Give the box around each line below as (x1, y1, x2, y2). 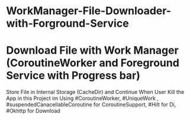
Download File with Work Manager (6, 44, 179, 57)
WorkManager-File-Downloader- (6, 4, 172, 18)
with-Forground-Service (6, 17, 129, 30)
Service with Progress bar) (6, 69, 141, 82)
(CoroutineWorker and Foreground (6, 56, 179, 70)
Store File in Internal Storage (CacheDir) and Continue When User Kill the (6, 89, 185, 96)
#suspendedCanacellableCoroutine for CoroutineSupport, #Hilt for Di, (6, 101, 176, 108)
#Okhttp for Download (6, 108, 60, 115)
